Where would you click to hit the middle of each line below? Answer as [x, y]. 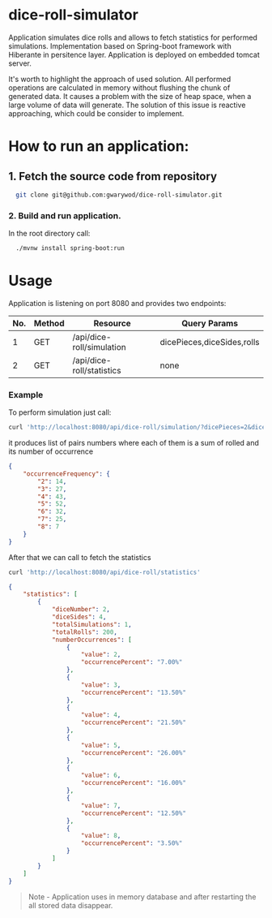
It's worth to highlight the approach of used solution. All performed [120, 79]
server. [20, 63]
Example [26, 394]
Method [49, 323]
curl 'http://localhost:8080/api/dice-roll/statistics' [104, 572]
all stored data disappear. [70, 905]
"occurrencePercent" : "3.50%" [132, 843]
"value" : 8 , [101, 836]
